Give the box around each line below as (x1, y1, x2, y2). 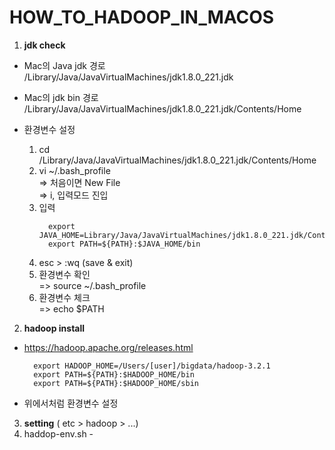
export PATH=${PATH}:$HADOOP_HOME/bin (33, 369, 195, 380)
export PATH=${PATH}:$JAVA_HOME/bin (47, 239, 201, 249)
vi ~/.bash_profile (38, 164, 111, 176)
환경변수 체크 (38, 291, 91, 303)
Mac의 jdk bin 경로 (23, 91, 99, 103)
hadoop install (23, 322, 86, 334)
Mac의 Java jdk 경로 (23, 59, 106, 71)
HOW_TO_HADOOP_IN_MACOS (9, 6, 275, 29)
